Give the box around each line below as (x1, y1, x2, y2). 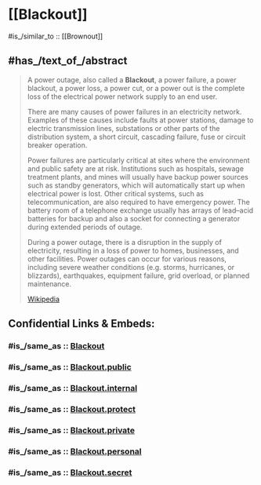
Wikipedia (27, 294, 60, 304)
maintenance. (27, 279, 72, 288)
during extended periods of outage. (27, 222, 143, 232)
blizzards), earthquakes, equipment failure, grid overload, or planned (27, 271, 250, 280)
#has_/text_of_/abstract (8, 54, 128, 67)
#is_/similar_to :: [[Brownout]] (8, 31, 103, 41)
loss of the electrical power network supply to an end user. (27, 92, 218, 101)
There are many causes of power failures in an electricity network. (27, 107, 242, 116)
